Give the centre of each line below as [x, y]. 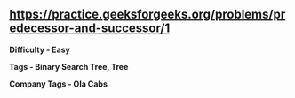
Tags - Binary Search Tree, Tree [69, 66]
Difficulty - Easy [40, 49]
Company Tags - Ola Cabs [59, 84]
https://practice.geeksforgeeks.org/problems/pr [147, 15]
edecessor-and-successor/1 [90, 29]
